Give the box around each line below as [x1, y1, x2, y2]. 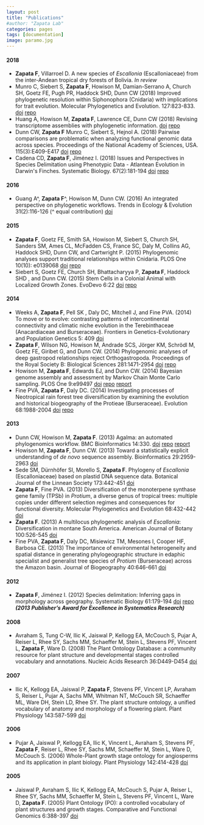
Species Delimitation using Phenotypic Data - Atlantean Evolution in [15, 161, 185, 168]
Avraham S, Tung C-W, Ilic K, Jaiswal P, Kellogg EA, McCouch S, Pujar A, [15, 632, 198, 639]
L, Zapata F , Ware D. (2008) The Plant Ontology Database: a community [15, 645, 196, 652]
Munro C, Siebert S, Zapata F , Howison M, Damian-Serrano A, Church [15, 83, 191, 91]
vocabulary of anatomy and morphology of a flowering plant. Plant [15, 705, 182, 712]
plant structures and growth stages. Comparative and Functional [15, 805, 177, 813]
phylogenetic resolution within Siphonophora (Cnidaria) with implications [15, 96, 198, 103]
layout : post [6, 9, 40, 15]
